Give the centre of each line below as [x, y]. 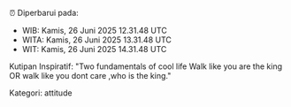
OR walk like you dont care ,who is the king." [90, 76]
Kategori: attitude [41, 93]
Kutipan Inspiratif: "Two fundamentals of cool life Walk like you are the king [146, 66]
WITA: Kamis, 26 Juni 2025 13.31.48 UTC [97, 40]
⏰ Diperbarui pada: [44, 13]
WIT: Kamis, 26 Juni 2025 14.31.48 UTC [94, 49]
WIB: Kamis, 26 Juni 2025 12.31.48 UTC [95, 31]
